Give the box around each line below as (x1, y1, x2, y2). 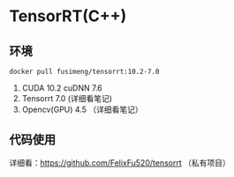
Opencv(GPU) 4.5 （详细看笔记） (21, 104, 143, 114)
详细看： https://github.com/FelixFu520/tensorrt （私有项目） (9, 157, 231, 168)
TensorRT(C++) (9, 6, 127, 26)
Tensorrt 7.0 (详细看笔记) (21, 93, 113, 103)
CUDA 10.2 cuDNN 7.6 (21, 83, 103, 93)
